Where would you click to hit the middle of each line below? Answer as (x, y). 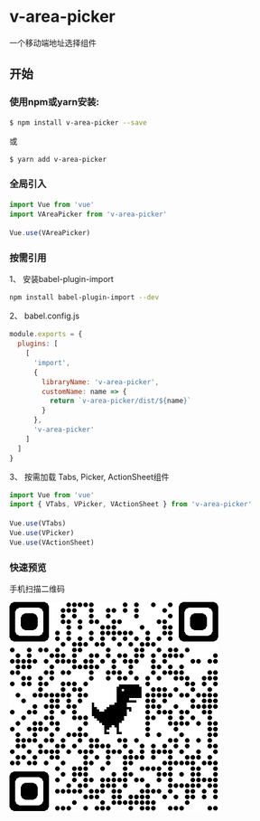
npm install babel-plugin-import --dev (84, 297)
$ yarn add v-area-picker (58, 159)
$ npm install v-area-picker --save (78, 123)
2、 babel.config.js (44, 316)
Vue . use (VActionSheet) (52, 543)
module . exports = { (46, 335)
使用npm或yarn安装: (54, 102)
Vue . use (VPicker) (42, 533)
